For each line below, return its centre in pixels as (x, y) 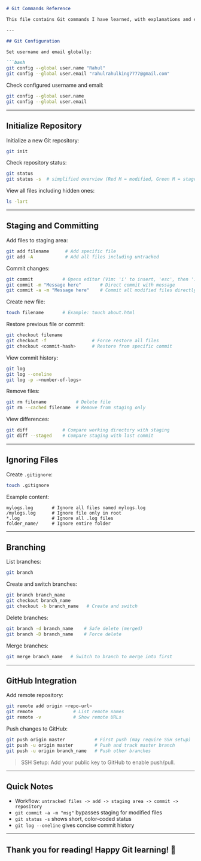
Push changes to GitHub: (37, 728)
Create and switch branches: (42, 584)
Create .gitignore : (29, 474)
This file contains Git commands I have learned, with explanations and (99, 19)
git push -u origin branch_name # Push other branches (79, 751)
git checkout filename (34, 335)
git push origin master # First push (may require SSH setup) (99, 740)
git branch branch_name (36, 595)
